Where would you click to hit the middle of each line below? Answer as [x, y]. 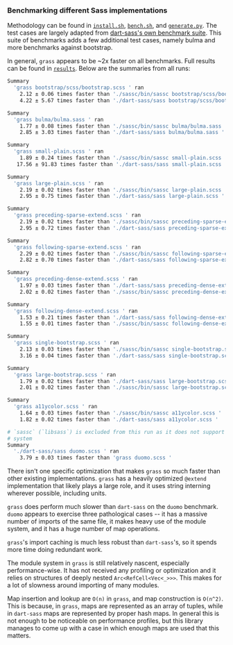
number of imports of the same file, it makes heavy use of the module [107, 521]
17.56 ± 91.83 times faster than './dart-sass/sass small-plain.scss [119, 164]
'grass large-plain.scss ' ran [59, 183]
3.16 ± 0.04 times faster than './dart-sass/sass [93, 355]
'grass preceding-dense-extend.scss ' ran [76, 279]
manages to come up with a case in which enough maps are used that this [113, 628]
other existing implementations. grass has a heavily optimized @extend [107, 478]
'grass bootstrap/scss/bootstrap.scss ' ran [79, 88]
